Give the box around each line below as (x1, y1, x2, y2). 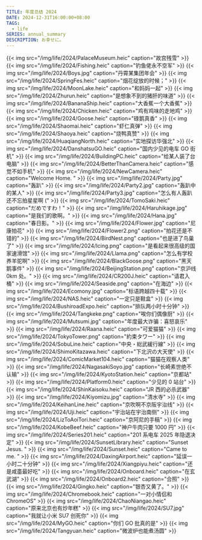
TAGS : (6, 20, 20, 26)
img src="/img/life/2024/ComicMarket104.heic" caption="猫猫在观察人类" (6, 356, 190, 363)
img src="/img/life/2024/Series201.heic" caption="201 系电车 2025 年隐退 (6, 431, 191, 438)
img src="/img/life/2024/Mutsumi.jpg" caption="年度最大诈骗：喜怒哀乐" (6, 318, 188, 325)
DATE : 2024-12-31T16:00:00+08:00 (6, 15, 90, 21)
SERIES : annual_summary (6, 31, 66, 37)
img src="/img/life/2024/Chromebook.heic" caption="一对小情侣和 (6, 490, 172, 498)
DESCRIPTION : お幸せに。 (6, 37, 65, 43)
